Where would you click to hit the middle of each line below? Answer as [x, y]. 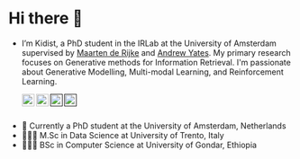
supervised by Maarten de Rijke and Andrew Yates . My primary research [156, 52]
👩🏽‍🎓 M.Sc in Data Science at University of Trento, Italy [123, 135]
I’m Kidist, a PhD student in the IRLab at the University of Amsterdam [149, 43]
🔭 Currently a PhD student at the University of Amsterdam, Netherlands [154, 126]
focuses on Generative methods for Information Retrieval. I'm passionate [156, 62]
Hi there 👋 [45, 18]
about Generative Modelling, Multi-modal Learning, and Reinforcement [153, 72]
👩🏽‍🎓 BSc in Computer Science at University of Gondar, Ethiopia [139, 145]
